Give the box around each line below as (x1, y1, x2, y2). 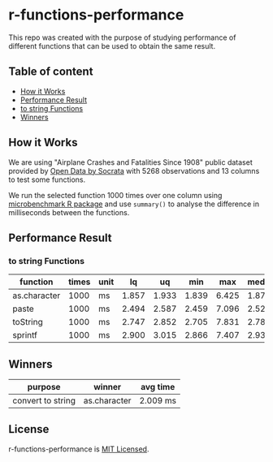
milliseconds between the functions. (8, 207, 130, 217)
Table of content (8, 65, 93, 79)
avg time (141, 382, 175, 393)
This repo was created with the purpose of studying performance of (8, 32, 236, 42)
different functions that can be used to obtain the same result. (8, 41, 216, 50)
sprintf (12, 330, 38, 341)
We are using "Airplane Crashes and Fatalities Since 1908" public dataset (8, 157, 253, 167)
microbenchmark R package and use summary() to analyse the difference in (8, 199, 260, 209)
